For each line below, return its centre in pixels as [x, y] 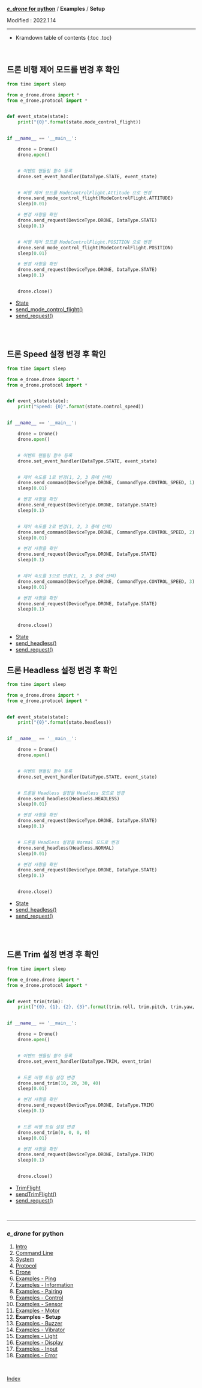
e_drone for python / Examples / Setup [56, 9]
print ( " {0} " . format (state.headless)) [65, 723]
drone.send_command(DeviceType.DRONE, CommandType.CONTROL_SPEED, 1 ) [106, 483]
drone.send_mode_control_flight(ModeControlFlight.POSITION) [95, 247]
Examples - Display [39, 1343]
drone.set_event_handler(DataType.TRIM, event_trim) [85, 1061]
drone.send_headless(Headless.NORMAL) [66, 848]
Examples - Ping [36, 1278]
